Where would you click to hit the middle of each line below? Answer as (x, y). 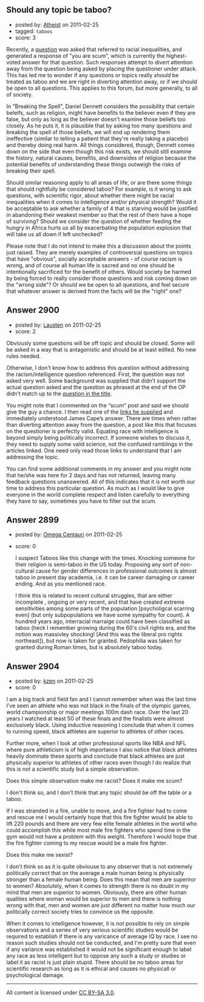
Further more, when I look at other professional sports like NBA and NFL (96, 743)
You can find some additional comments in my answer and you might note (99, 469)
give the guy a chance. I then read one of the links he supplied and (90, 412)
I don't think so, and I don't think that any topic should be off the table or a (99, 792)
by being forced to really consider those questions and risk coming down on (102, 278)
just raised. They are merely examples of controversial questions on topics (100, 252)
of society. (19, 94)
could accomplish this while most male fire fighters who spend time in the (98, 830)
